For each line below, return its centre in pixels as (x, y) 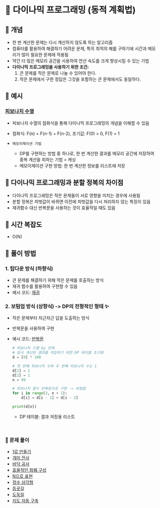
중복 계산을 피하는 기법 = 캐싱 (48, 160)
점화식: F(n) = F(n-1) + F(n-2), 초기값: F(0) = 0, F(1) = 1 (66, 134)
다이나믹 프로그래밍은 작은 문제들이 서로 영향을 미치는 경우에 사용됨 (76, 195)
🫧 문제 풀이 (17, 440)
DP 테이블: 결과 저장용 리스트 (47, 416)
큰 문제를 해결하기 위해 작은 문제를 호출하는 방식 (58, 280)
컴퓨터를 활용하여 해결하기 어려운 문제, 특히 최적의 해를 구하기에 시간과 (79, 49)
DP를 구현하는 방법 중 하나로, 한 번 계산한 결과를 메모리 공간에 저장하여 (87, 153)
